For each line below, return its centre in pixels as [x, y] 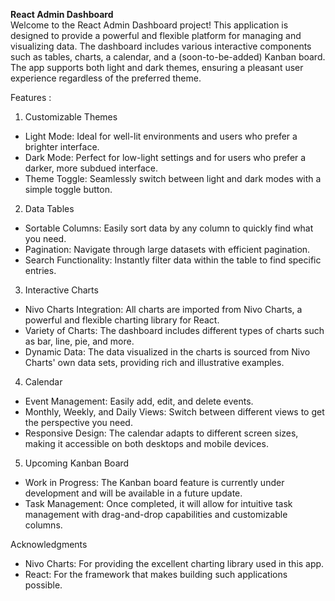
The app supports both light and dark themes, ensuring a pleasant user [157, 67]
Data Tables [49, 208]
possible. [43, 585]
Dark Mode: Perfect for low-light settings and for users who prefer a [165, 157]
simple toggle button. [68, 189]
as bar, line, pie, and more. [79, 341]
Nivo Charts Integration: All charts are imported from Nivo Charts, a [163, 309]
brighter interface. [62, 147]
